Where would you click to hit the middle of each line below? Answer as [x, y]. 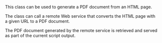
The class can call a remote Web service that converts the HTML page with [80, 16]
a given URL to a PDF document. [38, 21]
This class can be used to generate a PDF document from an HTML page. [79, 7]
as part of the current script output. [40, 36]
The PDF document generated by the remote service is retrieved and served [81, 30]
